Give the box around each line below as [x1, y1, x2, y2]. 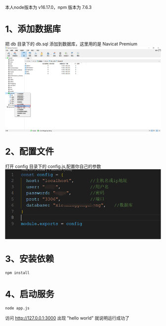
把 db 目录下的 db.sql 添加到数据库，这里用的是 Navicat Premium [5, 41, 137, 47]
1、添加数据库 [5, 24, 61, 35]
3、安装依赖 [5, 253, 54, 264]
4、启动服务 [5, 288, 54, 300]
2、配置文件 [5, 146, 54, 157]
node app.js [5, 306, 30, 311]
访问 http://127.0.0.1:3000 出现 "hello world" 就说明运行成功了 [5, 315, 129, 321]
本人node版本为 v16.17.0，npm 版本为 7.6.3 [5, 4, 92, 10]
